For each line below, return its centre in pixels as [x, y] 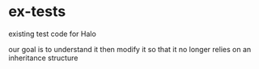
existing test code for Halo [53, 34]
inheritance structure [43, 58]
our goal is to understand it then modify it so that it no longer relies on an [130, 49]
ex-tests [37, 12]
